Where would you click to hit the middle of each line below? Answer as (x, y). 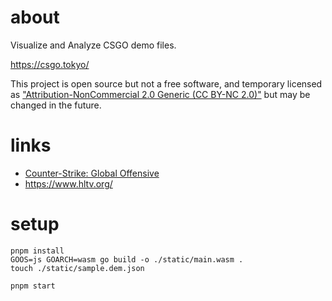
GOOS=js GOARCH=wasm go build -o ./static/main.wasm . (127, 259)
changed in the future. (56, 105)
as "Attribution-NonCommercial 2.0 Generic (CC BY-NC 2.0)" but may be (160, 94)
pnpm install (37, 251)
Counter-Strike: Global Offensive (92, 173)
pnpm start (33, 286)
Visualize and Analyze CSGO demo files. (93, 45)
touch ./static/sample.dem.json (77, 268)
